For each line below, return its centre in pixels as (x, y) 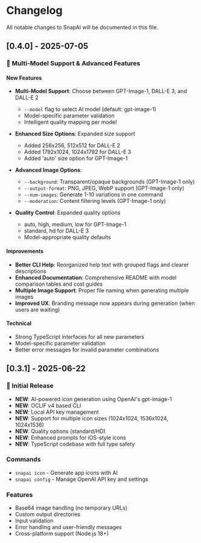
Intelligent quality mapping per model (70, 122)
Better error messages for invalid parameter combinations (87, 349)
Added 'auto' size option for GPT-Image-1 (76, 158)
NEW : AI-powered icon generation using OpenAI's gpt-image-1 (93, 399)
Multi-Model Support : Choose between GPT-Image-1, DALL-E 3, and (101, 91)
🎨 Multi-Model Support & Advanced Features (73, 63)
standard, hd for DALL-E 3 (56, 231)
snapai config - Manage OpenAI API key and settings (81, 479)
